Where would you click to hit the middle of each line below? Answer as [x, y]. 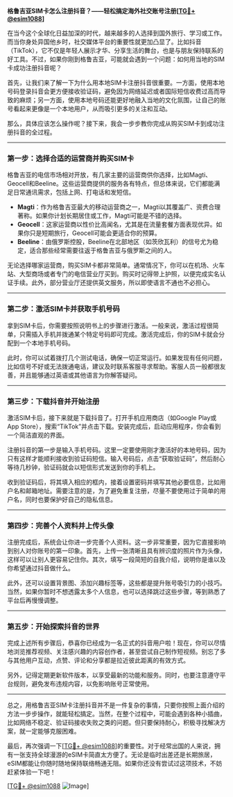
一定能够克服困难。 [53, 731]
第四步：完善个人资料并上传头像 [61, 526]
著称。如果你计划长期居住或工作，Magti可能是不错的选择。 [101, 216]
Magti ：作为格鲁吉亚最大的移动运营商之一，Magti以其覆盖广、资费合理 [119, 207]
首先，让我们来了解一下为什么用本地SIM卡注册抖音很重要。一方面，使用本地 [116, 82]
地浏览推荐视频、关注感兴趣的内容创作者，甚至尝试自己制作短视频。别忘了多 [116, 652]
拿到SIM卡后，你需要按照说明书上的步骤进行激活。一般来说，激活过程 [107, 325]
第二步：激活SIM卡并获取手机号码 [63, 309]
